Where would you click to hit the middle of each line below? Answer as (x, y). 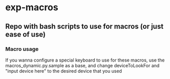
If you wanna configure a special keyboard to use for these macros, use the (85, 60)
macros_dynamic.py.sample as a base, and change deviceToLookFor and (82, 65)
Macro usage (22, 49)
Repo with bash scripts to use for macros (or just (84, 26)
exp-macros (32, 7)
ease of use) (26, 34)
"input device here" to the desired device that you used (63, 71)
